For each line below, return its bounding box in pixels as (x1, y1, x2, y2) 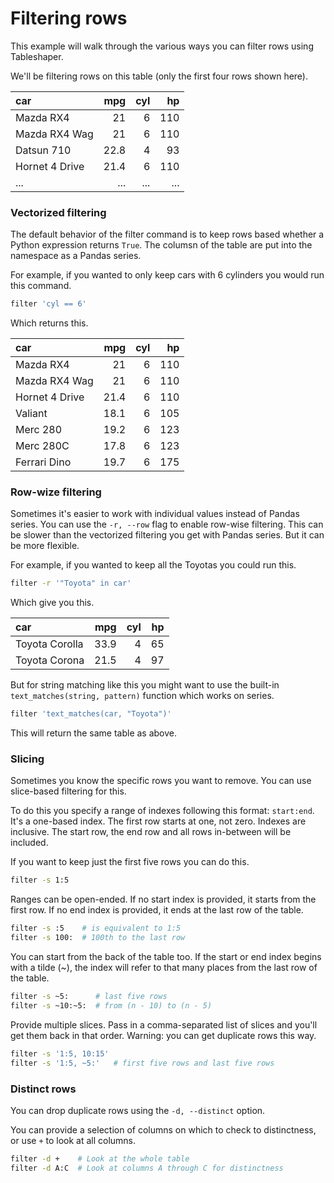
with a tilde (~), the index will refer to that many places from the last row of (10, 962, 318, 974)
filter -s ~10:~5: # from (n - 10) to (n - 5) (10, 1000, 213, 1011)
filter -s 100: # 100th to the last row (10, 933, 186, 943)
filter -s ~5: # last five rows (10, 992, 168, 1002)
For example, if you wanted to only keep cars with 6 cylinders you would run (10, 269, 325, 281)
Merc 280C (15, 439, 70, 453)
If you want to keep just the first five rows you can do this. (10, 856, 250, 868)
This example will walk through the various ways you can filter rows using (10, 40, 314, 52)
